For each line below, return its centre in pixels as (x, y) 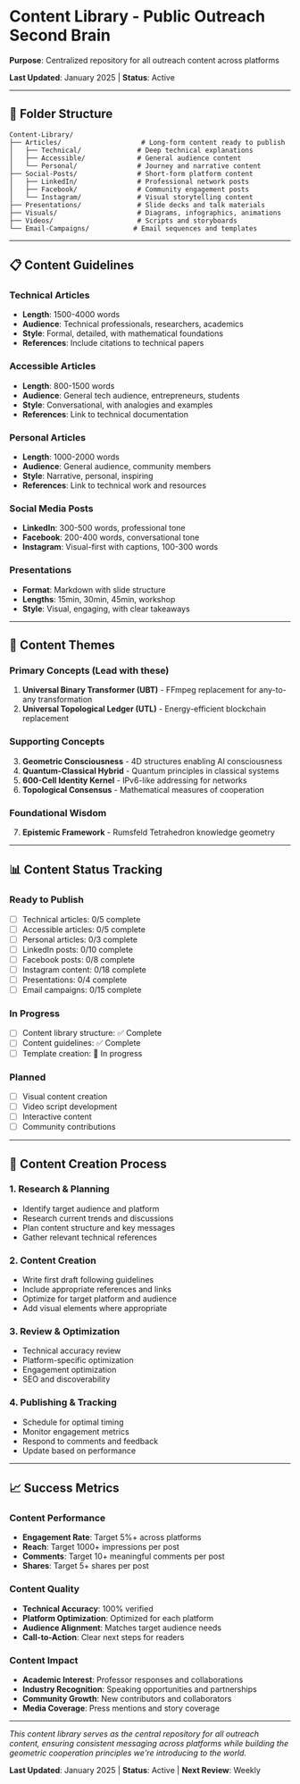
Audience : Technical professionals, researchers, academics (133, 324)
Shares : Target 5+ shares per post (85, 1566)
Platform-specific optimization (78, 1360)
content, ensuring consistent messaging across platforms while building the (149, 1743)
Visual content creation (65, 1096)
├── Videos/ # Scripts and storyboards (124, 221)
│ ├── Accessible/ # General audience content (125, 158)
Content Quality (45, 1589)
